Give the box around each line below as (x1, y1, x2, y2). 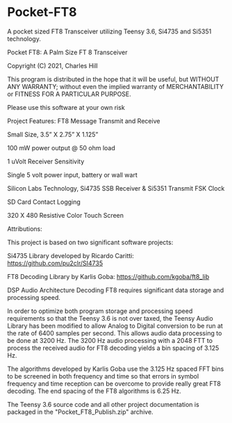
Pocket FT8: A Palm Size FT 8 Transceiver (7, 48, 128, 56)
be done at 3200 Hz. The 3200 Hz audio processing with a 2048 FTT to (7, 336, 213, 344)
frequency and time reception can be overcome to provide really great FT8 (7, 379, 221, 388)
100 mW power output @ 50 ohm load (7, 143, 116, 152)
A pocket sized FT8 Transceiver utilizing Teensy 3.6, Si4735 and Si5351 (7, 27, 212, 35)
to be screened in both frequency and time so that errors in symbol (7, 372, 199, 380)
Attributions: (7, 224, 43, 233)
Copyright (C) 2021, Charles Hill (7, 61, 99, 70)
